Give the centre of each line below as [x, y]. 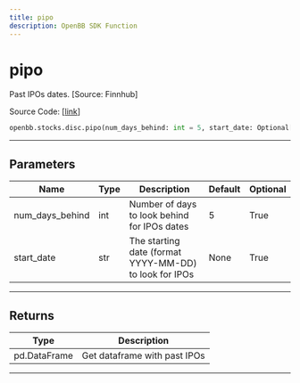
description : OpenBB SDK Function [74, 26]
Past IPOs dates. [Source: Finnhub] [74, 94]
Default [225, 190]
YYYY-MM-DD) [163, 264]
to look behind [159, 216]
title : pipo [31, 17]
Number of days [163, 204]
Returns [32, 316]
